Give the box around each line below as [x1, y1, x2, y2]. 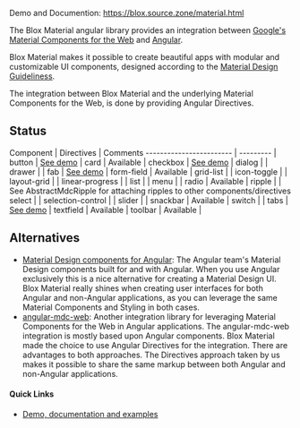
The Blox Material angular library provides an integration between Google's [9, 25, 287, 35]
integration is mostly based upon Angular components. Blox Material [21, 330, 275, 341]
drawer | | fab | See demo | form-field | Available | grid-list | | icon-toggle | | [9, 166, 288, 177]
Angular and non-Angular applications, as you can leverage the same [21, 292, 278, 303]
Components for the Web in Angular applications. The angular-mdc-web [21, 321, 289, 331]
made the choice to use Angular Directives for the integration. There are [21, 339, 288, 350]
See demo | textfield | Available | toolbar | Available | [9, 204, 202, 215]
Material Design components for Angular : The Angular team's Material [21, 254, 281, 265]
